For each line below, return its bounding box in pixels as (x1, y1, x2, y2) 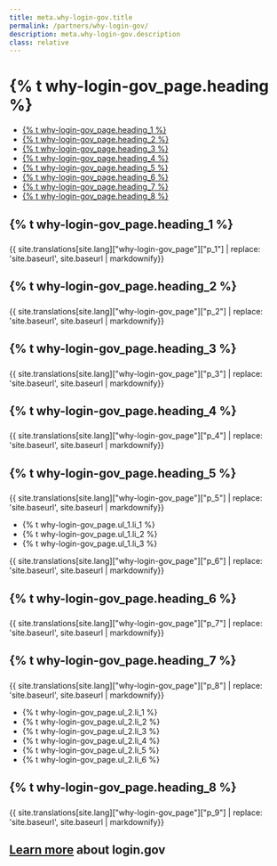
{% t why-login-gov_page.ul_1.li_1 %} (21, 519, 155, 530)
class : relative (9, 37, 69, 47)
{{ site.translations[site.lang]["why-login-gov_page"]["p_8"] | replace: (9, 680, 264, 690)
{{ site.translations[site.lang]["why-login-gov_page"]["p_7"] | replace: (9, 618, 264, 629)
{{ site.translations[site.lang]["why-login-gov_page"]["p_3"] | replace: (9, 368, 264, 379)
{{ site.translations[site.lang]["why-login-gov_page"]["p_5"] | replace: (9, 493, 263, 503)
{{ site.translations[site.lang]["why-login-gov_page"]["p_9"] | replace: (9, 807, 264, 818)
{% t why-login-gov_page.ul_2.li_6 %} (21, 754, 160, 764)
